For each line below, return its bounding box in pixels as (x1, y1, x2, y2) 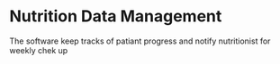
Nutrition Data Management (9, 6, 222, 27)
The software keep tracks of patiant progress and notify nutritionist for (9, 36, 271, 46)
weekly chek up (9, 44, 68, 55)
